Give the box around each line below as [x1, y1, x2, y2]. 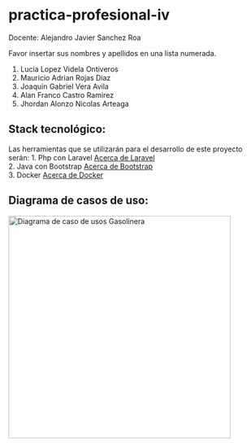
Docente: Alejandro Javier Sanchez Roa [8, 33, 141, 42]
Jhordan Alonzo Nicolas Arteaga [19, 99, 129, 108]
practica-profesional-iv [8, 6, 171, 24]
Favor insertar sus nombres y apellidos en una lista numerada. [8, 48, 217, 58]
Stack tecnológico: [8, 122, 106, 136]
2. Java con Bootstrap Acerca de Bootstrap [8, 161, 153, 171]
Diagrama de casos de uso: [8, 194, 149, 208]
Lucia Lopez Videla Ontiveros [19, 64, 119, 74]
